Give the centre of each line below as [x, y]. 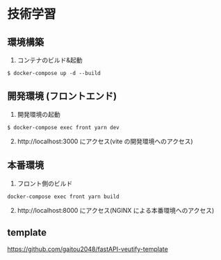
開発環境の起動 [39, 114]
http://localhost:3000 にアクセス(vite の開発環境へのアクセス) [105, 141]
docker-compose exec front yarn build [63, 196]
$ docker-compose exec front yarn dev [63, 127]
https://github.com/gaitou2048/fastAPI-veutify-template [88, 249]
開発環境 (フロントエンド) [62, 96]
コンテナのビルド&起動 [50, 60]
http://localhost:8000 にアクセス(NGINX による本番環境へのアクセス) [116, 210]
